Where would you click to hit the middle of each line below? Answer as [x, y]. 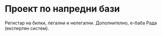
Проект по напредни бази [62, 9]
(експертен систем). [27, 28]
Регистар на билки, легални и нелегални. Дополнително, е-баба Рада [81, 23]
